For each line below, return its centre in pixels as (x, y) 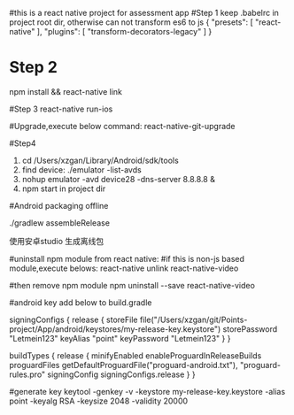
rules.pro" (27, 374)
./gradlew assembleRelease (60, 223)
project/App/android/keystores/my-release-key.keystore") (115, 329)
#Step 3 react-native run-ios (61, 109)
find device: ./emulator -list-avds (81, 169)
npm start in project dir (64, 188)
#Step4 (23, 143)
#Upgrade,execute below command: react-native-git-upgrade (123, 126)
